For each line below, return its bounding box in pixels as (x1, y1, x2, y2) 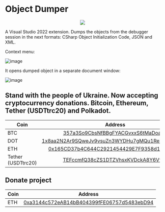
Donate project (5, 176, 52, 185)
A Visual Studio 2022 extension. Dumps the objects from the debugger (5, 28, 148, 35)
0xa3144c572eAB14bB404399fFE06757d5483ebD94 (23, 199, 154, 206)
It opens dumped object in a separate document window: (5, 68, 121, 73)
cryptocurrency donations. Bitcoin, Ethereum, (5, 99, 149, 107)
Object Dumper (5, 3, 69, 15)
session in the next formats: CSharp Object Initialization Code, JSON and (5, 34, 153, 40)
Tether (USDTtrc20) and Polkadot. (5, 107, 111, 115)
